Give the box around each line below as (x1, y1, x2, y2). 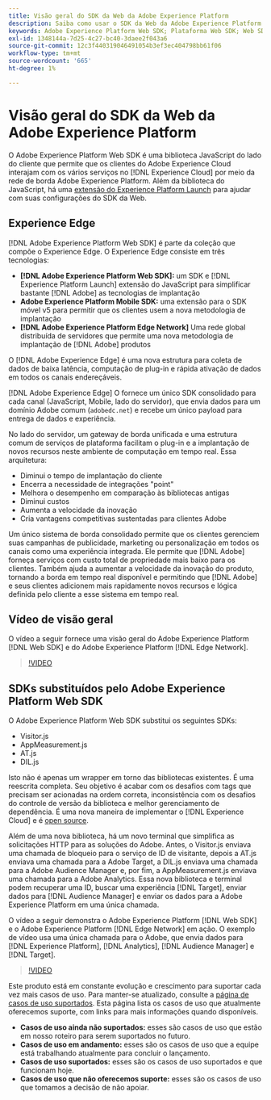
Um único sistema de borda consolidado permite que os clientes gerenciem (8, 529, 260, 539)
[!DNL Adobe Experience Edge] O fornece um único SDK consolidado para (8, 388, 256, 397)
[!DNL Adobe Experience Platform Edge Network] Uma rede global (19, 322, 246, 332)
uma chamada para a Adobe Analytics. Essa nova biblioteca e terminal (8, 874, 242, 884)
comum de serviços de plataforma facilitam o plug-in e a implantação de (8, 438, 250, 447)
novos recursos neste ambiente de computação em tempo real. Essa (8, 446, 236, 456)
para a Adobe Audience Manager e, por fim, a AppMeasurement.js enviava (8, 866, 256, 875)
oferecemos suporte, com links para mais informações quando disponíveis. (8, 1007, 259, 1017)
